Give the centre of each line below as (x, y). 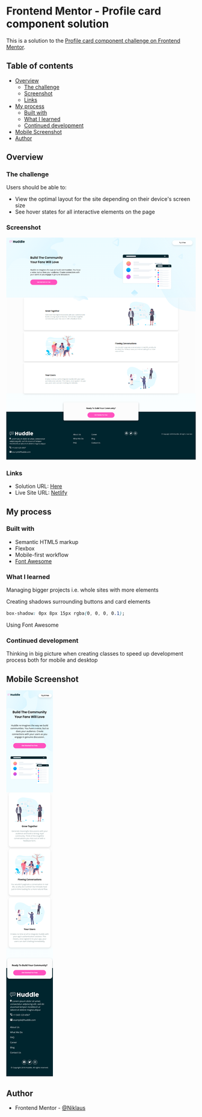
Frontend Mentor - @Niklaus (50, 1107)
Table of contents (40, 66)
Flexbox (25, 548)
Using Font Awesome (32, 625)
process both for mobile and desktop (52, 660)
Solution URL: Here (38, 486)
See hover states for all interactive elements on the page (85, 212)
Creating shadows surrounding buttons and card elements (78, 602)
